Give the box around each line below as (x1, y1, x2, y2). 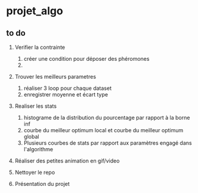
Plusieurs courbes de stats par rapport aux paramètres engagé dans (23, 139, 192, 147)
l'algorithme (23, 146, 54, 152)
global (23, 133, 39, 140)
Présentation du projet (14, 180, 70, 187)
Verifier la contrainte (14, 43, 66, 51)
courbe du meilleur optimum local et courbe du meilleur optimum (23, 127, 184, 133)
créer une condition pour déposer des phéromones (23, 55, 150, 62)
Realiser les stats (14, 102, 57, 110)
